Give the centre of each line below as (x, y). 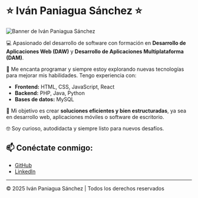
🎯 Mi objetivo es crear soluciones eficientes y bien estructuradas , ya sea (96, 110)
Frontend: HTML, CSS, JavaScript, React (65, 87)
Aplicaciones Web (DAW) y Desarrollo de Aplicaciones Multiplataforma (95, 51)
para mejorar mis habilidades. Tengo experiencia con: (71, 75)
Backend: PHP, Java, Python (50, 93)
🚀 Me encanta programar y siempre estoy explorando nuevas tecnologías (95, 69)
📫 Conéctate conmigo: (49, 148)
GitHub (23, 165)
